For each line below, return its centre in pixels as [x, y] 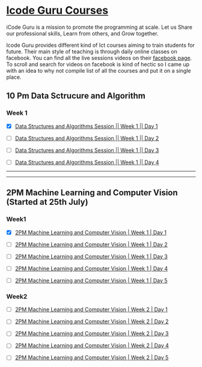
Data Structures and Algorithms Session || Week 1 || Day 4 [87, 162]
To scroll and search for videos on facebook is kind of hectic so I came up [98, 64]
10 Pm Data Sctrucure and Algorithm [76, 96]
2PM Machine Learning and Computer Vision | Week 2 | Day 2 [92, 321]
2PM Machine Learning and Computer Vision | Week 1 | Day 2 [91, 244]
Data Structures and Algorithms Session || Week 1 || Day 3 [87, 150]
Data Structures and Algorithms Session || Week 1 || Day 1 [86, 126]
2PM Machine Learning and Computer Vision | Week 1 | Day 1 [91, 232]
